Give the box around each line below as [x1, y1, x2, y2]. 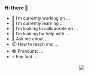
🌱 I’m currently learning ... [11, 20, 64, 26]
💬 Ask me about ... [11, 36, 49, 42]
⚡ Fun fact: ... [11, 54, 39, 60]
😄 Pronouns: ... [11, 48, 44, 54]
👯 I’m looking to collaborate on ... [11, 26, 78, 31]
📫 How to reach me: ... [11, 41, 59, 47]
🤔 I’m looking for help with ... [11, 31, 69, 37]
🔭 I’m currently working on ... [11, 15, 70, 21]
